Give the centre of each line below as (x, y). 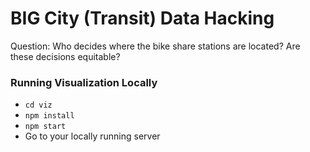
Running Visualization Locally (84, 82)
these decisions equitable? (65, 56)
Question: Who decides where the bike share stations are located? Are (155, 46)
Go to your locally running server (92, 136)
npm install (49, 116)
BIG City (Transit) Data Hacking (142, 18)
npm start (45, 127)
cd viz (38, 105)
